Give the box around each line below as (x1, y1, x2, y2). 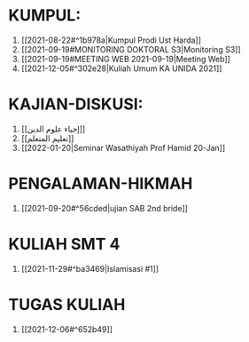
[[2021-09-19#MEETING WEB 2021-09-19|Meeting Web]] (20, 53, 231, 64)
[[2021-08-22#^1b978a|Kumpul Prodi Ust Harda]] (20, 35, 201, 45)
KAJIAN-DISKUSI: (8, 94, 144, 115)
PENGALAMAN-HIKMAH (8, 174, 193, 194)
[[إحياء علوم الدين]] (20, 123, 86, 134)
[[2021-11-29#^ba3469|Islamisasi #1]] (20, 263, 160, 274)
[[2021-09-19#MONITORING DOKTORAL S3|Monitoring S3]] (20, 44, 241, 54)
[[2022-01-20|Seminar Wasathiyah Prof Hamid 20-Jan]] (20, 142, 226, 153)
